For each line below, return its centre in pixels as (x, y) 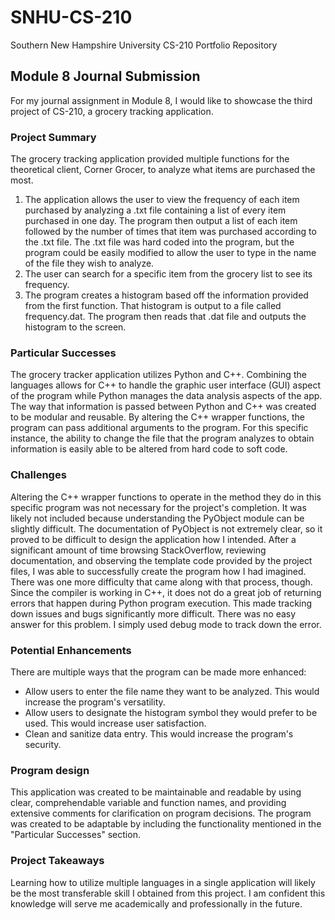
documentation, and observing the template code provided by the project (161, 560)
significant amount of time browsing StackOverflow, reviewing (138, 550)
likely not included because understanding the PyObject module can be (157, 518)
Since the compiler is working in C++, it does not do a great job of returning (166, 592)
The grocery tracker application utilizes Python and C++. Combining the (158, 375)
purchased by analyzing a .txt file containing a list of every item (155, 210)
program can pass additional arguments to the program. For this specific (159, 428)
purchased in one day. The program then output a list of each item (161, 221)
